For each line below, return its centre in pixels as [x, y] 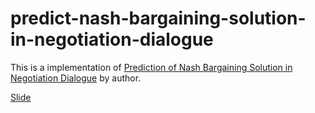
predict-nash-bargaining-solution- [158, 18]
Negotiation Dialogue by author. [76, 78]
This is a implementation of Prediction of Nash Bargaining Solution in [151, 67]
